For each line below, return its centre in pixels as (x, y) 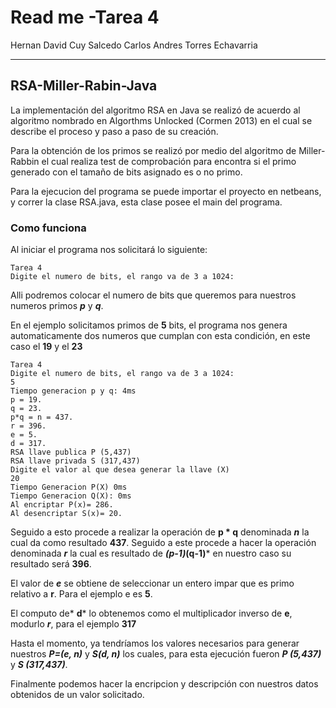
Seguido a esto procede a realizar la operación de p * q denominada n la (160, 532)
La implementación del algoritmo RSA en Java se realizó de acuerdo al (155, 110)
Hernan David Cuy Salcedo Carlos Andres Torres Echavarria (134, 45)
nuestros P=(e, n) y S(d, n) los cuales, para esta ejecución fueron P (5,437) (166, 654)
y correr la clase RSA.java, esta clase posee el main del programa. (146, 202)
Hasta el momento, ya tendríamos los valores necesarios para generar (155, 643)
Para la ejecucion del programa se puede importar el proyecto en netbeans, (166, 191)
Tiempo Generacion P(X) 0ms (69, 487)
